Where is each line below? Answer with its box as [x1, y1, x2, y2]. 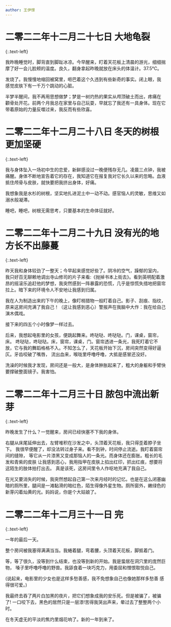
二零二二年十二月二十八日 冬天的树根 [5, 126, 159, 137]
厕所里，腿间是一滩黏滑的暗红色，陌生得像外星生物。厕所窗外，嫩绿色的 [14, 482, 166, 489]
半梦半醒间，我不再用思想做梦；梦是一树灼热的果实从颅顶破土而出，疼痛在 [5, 93, 161, 100]
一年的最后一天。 [5, 537, 41, 543]
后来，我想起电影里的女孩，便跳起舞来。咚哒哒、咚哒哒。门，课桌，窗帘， [5, 332, 161, 338]
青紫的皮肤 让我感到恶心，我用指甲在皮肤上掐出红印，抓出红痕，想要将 [14, 459, 163, 465]
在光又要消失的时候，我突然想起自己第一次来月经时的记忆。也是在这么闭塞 [5, 476, 161, 482]
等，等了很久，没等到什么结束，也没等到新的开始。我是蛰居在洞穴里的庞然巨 [5, 558, 166, 565]
